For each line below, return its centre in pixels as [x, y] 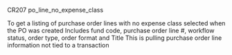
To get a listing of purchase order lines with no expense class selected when [116, 23]
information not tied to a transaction [58, 45]
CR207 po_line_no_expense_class [55, 10]
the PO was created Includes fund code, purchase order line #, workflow [111, 31]
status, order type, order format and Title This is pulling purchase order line [115, 38]
